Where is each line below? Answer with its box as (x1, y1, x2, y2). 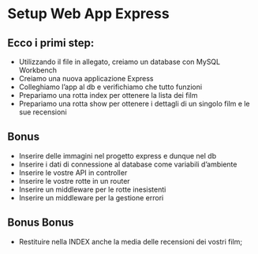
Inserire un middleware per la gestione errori (18, 192, 164, 202)
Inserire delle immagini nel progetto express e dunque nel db (18, 151, 217, 160)
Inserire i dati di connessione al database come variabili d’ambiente (18, 159, 237, 169)
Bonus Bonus (7, 216, 74, 230)
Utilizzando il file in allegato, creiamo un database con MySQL (18, 57, 221, 66)
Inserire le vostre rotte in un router (18, 176, 131, 185)
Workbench (18, 65, 57, 75)
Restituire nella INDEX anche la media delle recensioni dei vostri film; (18, 237, 242, 246)
